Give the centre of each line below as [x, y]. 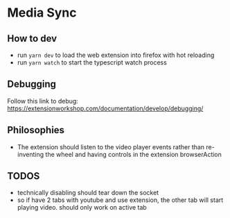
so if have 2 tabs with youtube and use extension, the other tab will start [120, 200]
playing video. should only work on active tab [82, 208]
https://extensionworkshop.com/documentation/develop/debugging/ [105, 108]
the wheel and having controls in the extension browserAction [133, 154]
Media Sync [42, 13]
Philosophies [36, 130]
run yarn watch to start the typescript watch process [92, 62]
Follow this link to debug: [43, 101]
